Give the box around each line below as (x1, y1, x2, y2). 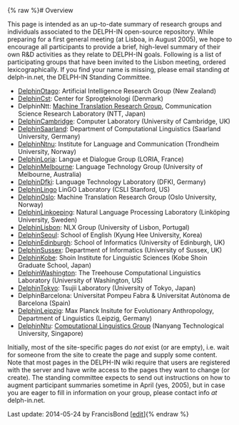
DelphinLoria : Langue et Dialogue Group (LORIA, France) (17, 155, 184, 163)
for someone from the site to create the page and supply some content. (7, 351, 218, 359)
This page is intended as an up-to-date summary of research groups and (7, 20, 223, 28)
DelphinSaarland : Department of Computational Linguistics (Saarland (17, 125, 221, 133)
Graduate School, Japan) (17, 261, 91, 270)
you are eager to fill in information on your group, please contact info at (7, 389, 218, 396)
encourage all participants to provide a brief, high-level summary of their (7, 43, 221, 51)
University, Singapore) (17, 329, 83, 337)
